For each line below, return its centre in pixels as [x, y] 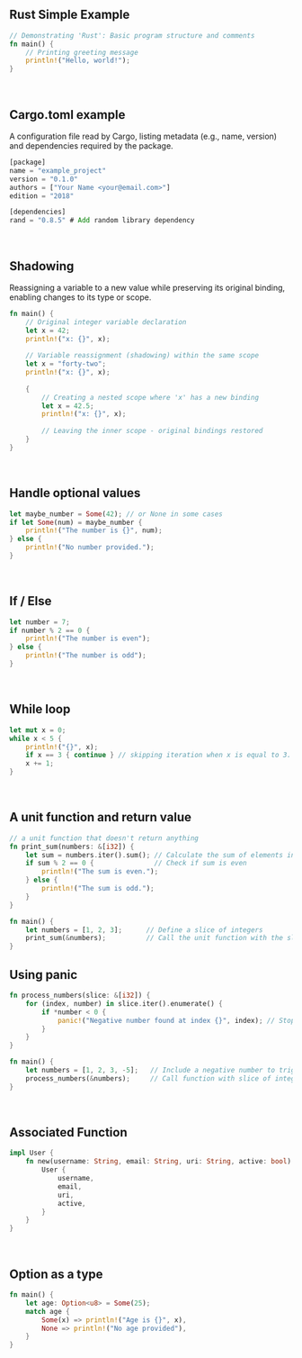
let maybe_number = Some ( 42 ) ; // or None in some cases [116, 514]
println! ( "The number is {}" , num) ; [94, 530]
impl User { [31, 1153]
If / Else [31, 601]
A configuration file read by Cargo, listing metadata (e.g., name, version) [143, 136]
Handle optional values [75, 493]
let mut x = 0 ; [38, 730]
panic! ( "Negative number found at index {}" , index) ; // [166, 1020]
